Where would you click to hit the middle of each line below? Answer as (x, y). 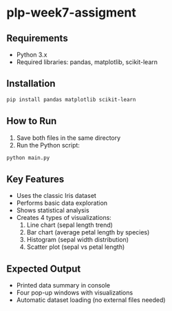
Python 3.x (32, 54)
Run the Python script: (48, 145)
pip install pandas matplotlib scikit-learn (71, 99)
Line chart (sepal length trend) (69, 225)
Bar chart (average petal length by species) (88, 232)
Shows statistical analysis (53, 210)
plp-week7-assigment (72, 13)
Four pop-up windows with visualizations (75, 292)
